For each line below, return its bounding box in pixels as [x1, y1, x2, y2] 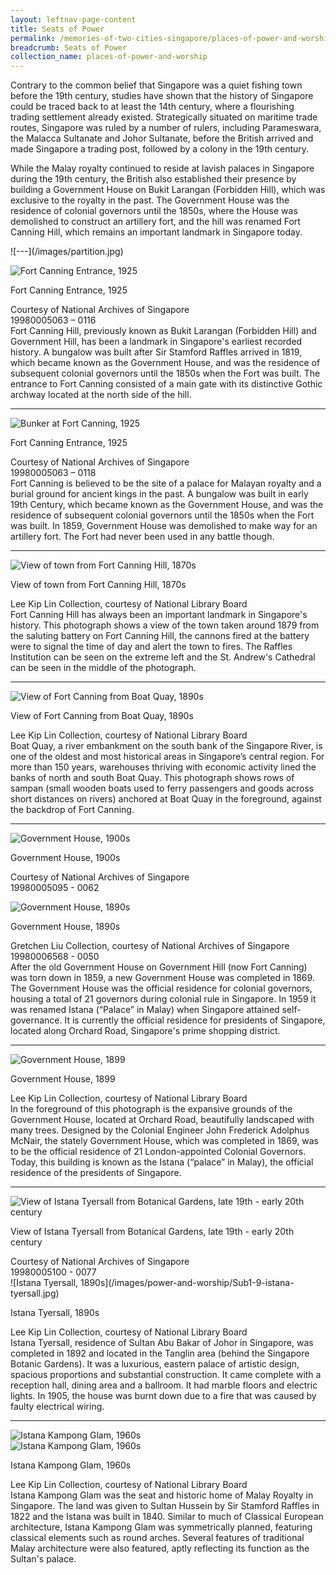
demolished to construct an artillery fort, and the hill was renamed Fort [10, 216, 301, 228]
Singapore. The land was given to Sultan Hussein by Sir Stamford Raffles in [10, 1500, 320, 1512]
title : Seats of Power [10, 24, 105, 34]
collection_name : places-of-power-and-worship [10, 52, 208, 62]
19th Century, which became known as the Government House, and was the [10, 499, 324, 511]
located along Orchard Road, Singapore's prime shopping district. [10, 1025, 281, 1037]
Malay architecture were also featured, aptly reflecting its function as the [10, 1542, 310, 1555]
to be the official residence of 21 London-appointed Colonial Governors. [10, 1146, 307, 1158]
